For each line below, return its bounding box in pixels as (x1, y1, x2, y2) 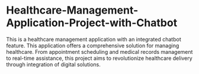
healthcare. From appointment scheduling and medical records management (6, 48, 193, 55)
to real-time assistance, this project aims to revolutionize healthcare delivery (6, 54, 192, 62)
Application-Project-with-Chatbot (6, 16, 178, 30)
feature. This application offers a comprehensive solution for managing (6, 42, 179, 49)
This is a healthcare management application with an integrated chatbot (6, 36, 182, 43)
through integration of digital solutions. (6, 60, 101, 68)
